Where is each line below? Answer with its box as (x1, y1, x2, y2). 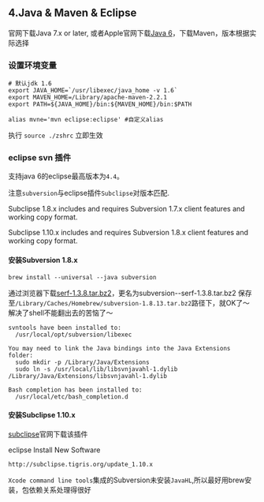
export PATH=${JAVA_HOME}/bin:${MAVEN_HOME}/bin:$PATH (8, 100, 192, 109)
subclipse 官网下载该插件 (8, 429, 88, 439)
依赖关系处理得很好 (28, 485, 91, 494)
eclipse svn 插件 (8, 152, 72, 163)
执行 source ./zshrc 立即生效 (8, 130, 104, 140)
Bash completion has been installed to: (8, 386, 143, 394)
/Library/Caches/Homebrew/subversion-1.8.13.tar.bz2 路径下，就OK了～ (15, 298, 251, 307)
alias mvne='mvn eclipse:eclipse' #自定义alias (8, 116, 164, 124)
